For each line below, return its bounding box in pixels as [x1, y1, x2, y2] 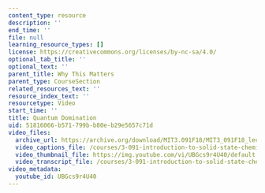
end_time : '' [8, 26, 51, 34]
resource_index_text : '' [8, 92, 90, 100]
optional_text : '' [8, 63, 69, 71]
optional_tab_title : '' [8, 56, 87, 64]
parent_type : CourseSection [8, 77, 101, 85]
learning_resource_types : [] [8, 41, 104, 49]
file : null [8, 33, 44, 42]
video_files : [8, 128, 51, 136]
